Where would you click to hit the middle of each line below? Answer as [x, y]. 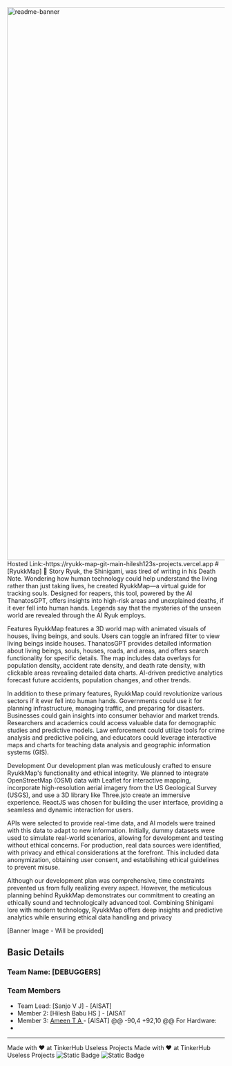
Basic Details [36, 952]
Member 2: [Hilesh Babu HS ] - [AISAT [71, 1013]
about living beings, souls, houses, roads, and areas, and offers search [108, 651]
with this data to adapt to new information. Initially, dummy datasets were [111, 830]
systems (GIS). [28, 752]
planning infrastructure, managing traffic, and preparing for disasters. [106, 708]
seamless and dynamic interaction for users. [70, 810]
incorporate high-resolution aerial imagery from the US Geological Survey [112, 788]
